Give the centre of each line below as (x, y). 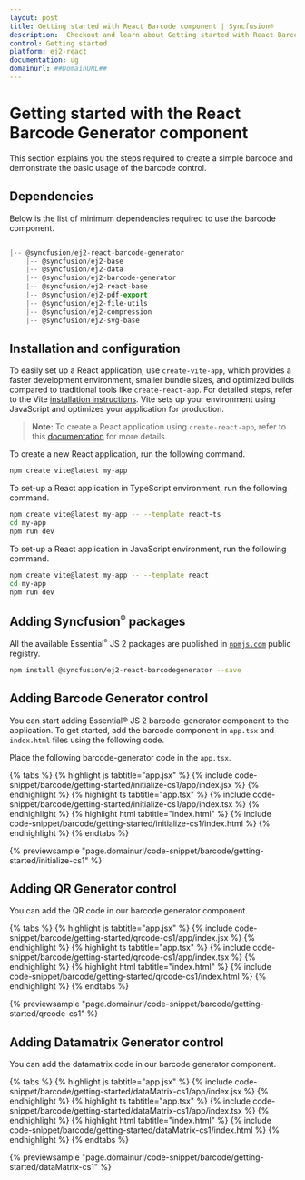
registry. (25, 653)
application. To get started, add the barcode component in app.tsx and (142, 730)
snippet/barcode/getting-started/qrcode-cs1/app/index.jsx (119, 938)
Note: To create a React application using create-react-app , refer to (159, 427)
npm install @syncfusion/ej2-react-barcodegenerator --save (126, 670)
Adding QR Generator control (93, 888)
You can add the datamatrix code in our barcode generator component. (143, 1064)
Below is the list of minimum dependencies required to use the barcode (143, 218)
